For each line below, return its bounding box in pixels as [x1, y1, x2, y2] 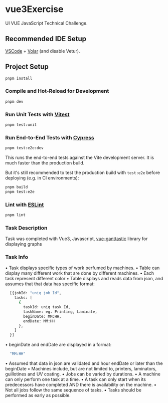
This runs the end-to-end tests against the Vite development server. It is [5, 154, 154, 160]
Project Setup [5, 63, 49, 71]
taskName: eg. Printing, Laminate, [23, 309, 98, 314]
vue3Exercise [5, 4, 64, 15]
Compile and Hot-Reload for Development [5, 88, 109, 95]
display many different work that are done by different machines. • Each [5, 270, 154, 276]
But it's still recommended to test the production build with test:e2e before [5, 169, 160, 175]
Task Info [5, 254, 29, 261]
